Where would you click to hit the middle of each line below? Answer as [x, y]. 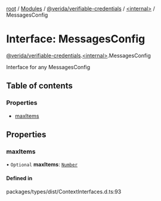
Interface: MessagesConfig [76, 39]
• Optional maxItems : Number [42, 165]
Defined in [19, 178]
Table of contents [39, 86]
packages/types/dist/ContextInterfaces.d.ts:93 [64, 191]
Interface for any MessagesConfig [48, 67]
